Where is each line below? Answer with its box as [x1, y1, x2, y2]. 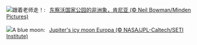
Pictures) [6, 13, 29, 20]
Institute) [6, 33, 28, 40]
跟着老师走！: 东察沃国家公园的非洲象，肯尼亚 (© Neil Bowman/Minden [12, 7, 191, 13]
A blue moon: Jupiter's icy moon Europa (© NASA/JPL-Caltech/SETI [12, 27, 184, 33]
